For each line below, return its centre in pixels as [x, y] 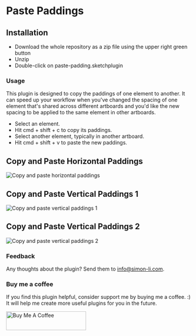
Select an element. [37, 124]
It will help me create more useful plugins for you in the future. [82, 303]
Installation [27, 33]
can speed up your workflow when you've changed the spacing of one [92, 100]
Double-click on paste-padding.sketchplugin [69, 65]
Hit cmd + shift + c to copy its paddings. [63, 130]
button [23, 53]
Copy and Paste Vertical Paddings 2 [73, 227]
